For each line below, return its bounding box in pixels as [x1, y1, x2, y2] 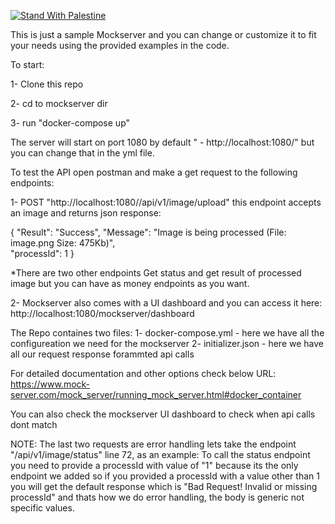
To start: [10, 59, 45, 70]
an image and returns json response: [10, 207, 162, 219]
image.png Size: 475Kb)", [10, 237, 116, 249]
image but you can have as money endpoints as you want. [10, 278, 250, 289]
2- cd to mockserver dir [10, 98, 108, 109]
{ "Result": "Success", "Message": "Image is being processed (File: [10, 226, 287, 238]
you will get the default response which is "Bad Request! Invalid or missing [10, 481, 318, 492]
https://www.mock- [10, 378, 91, 390]
